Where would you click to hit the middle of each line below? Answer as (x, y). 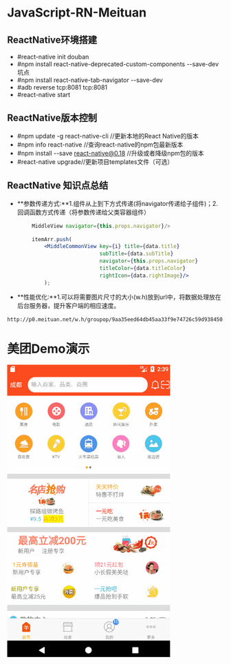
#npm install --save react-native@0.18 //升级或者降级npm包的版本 (110, 153)
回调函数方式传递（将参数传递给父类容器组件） (83, 212)
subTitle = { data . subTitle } (136, 254)
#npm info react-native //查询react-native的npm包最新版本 (100, 144)
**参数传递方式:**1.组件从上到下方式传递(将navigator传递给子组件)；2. (118, 203)
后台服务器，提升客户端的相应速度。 (68, 305)
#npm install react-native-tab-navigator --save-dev (90, 80)
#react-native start (44, 95)
